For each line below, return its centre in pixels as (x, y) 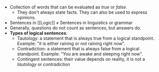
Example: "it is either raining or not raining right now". (71, 43)
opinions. (26, 17)
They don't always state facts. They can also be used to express (82, 12)
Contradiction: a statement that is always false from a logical (78, 49)
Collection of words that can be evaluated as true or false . (68, 7)
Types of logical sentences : (39, 33)
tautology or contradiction (43, 64)
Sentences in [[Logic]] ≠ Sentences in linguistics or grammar (71, 23)
